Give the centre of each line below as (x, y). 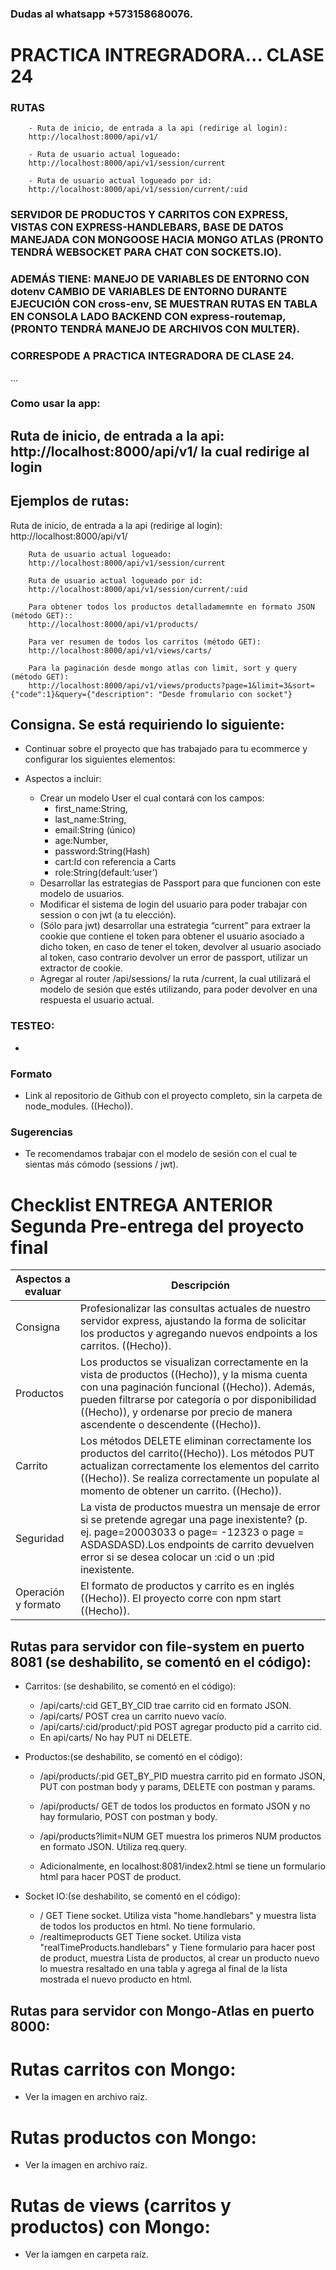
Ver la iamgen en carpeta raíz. (87, 2254)
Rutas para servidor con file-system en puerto (157, 1646)
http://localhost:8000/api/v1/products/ (113, 624)
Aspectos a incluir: (63, 779)
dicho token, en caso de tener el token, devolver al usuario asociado (180, 947)
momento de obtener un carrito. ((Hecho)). (181, 1491)
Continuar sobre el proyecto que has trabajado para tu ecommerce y (166, 749)
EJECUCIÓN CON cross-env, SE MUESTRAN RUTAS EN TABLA (164, 304)
